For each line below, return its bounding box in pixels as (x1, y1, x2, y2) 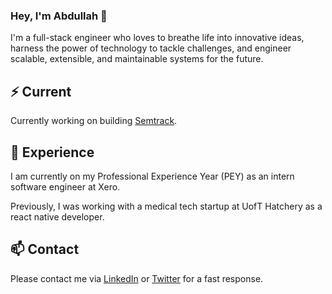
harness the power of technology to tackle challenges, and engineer (10, 42, 292, 54)
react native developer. (10, 210, 105, 223)
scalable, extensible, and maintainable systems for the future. (10, 53, 264, 65)
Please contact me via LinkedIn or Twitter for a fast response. (10, 272, 264, 284)
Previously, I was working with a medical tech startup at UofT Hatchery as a (10, 200, 323, 212)
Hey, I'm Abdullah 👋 (10, 9, 108, 23)
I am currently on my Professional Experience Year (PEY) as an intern (10, 170, 295, 182)
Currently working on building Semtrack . (10, 115, 178, 127)
